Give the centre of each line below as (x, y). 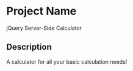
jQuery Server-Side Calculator (44, 28)
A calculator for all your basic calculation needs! (67, 61)
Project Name (41, 11)
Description (29, 47)
